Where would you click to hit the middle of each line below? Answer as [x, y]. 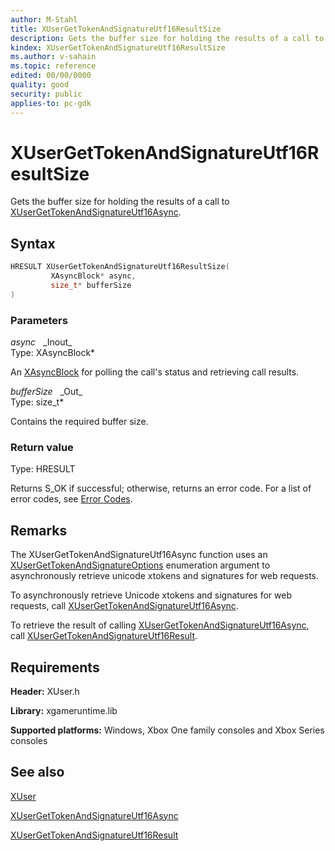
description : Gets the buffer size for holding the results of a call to [167, 38]
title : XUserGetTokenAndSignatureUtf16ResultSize [116, 29]
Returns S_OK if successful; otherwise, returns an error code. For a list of [161, 488]
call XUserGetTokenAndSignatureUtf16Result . [104, 636]
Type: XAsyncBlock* [53, 353]
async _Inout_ [41, 342]
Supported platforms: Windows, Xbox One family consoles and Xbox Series [167, 730]
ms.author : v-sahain [53, 57]
